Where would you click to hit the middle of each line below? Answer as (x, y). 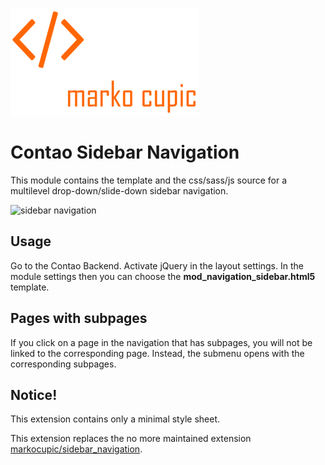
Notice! (34, 394)
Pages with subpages (79, 318)
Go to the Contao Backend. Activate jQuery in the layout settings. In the (157, 265)
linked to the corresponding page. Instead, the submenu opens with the (157, 353)
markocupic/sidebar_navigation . (76, 449)
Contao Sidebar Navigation (125, 152)
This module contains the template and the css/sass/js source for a (149, 180)
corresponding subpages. (63, 364)
